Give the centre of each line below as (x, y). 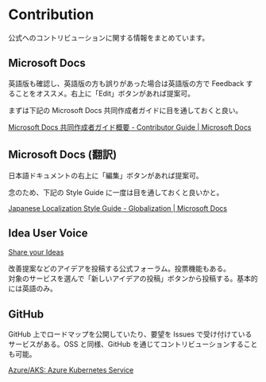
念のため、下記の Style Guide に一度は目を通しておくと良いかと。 (116, 192)
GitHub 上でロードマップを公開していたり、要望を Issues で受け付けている (130, 334)
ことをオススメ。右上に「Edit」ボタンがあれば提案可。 (104, 93)
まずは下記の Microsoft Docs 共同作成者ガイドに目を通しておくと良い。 (125, 110)
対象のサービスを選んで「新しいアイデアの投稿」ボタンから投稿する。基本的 (133, 279)
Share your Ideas (36, 252)
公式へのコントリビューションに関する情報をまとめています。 (109, 37)
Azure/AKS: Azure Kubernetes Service (71, 370)
